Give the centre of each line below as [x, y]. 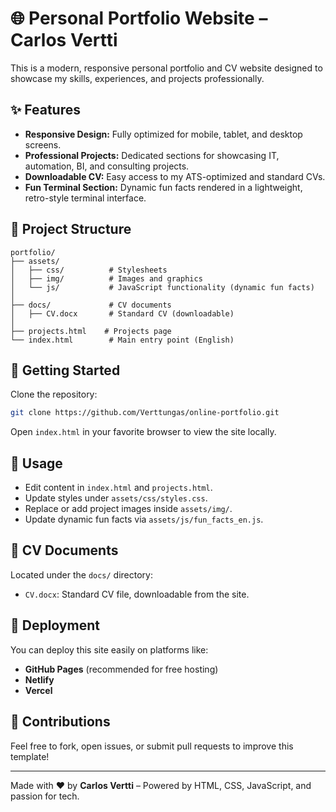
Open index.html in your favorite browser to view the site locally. [143, 432]
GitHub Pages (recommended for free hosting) [121, 669]
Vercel [38, 690]
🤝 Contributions [60, 722]
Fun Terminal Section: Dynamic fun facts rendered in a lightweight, [163, 187]
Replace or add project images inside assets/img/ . [128, 509]
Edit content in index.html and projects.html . [118, 488]
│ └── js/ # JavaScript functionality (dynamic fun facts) [162, 287]
